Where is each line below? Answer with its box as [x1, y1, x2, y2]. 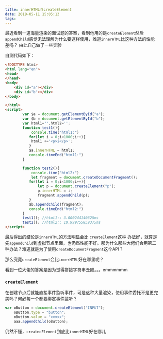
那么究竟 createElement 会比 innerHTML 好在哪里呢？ [5, 256, 104, 262]
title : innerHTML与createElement [5, 7, 72, 12]
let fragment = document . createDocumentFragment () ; [31, 175, 138, 180]
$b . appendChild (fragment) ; [29, 202, 83, 207]
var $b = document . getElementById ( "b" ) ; [22, 116, 105, 121]
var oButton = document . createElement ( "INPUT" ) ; [5, 305, 105, 310]
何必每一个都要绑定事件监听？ [17, 296, 78, 302]
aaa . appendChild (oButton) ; [14, 319, 68, 324]
